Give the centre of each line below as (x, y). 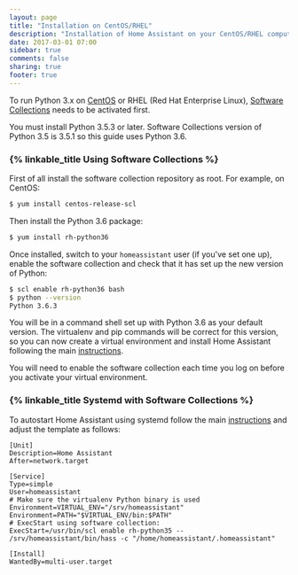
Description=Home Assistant (61, 453)
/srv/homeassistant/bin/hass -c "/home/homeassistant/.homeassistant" (142, 538)
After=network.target (49, 461)
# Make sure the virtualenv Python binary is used (105, 500)
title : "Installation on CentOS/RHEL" (81, 26)
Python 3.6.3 (33, 306)
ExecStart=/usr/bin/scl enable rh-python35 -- (97, 531)
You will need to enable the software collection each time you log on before (147, 368)
